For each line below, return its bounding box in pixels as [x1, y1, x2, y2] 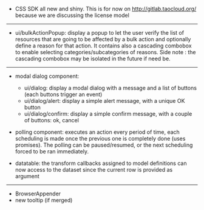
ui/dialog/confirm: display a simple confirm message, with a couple [24, 110, 192, 117]
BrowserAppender [15, 190, 61, 197]
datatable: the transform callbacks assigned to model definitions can [15, 159, 187, 167]
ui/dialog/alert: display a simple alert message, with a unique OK [24, 97, 185, 104]
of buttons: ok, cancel [24, 117, 79, 124]
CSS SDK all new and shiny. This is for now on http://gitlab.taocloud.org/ [15, 5, 197, 12]
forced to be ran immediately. [15, 148, 89, 155]
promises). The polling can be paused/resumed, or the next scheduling [15, 141, 193, 149]
